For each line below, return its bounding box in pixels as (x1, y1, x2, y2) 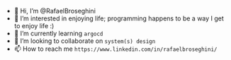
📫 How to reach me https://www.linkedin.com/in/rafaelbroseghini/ (13, 44, 218, 53)
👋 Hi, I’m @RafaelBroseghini (13, 7, 96, 15)
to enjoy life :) (13, 22, 55, 30)
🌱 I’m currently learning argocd (13, 29, 103, 37)
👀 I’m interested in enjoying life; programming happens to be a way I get (13, 14, 225, 23)
